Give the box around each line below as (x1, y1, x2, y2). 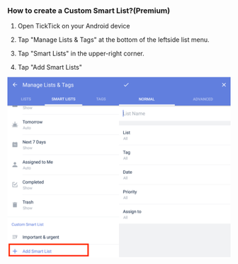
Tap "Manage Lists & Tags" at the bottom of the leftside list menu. (17, 35, 210, 44)
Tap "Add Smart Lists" (17, 63, 83, 72)
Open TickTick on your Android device (17, 22, 130, 31)
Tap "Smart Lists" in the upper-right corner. (17, 49, 145, 58)
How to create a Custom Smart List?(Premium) (7, 6, 171, 16)
